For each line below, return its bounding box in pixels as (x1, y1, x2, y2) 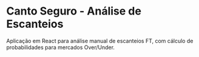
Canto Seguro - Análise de (6, 4, 141, 18)
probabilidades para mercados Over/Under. (6, 44, 115, 51)
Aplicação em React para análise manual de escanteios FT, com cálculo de (6, 37, 194, 44)
